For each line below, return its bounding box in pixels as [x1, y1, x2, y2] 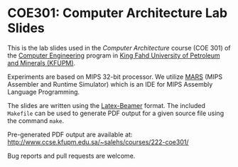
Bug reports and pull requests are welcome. [7, 151, 136, 160]
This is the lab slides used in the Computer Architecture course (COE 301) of [7, 43, 231, 52]
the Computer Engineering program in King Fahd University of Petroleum [7, 51, 220, 60]
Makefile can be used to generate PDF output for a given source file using [7, 109, 225, 117]
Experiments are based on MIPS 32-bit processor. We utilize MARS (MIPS [7, 72, 222, 81]
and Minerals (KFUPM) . [7, 58, 76, 67]
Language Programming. [7, 87, 80, 96]
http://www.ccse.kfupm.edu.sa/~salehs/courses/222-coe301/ [7, 137, 189, 146]
